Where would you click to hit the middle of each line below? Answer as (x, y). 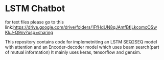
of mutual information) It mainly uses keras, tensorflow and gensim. (73, 52)
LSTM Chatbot (35, 9)
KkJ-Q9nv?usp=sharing (29, 32)
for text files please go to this (35, 22)
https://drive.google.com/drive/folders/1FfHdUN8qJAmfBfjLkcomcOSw (85, 27)
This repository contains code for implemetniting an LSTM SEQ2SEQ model (81, 41)
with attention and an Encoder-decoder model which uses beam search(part (82, 47)
